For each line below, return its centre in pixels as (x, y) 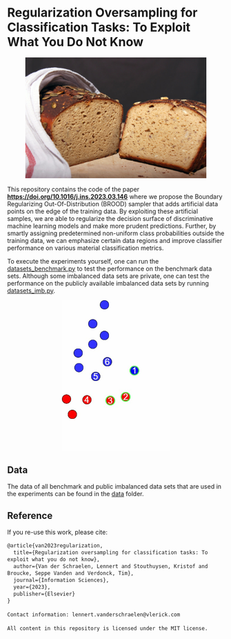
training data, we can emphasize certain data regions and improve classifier (115, 240)
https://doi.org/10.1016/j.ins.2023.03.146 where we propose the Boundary (115, 196)
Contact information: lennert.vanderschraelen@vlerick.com (94, 615)
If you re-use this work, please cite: (58, 532)
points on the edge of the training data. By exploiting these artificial (103, 211)
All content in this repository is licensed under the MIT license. (108, 629)
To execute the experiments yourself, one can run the (83, 261)
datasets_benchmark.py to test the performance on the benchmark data (110, 268)
